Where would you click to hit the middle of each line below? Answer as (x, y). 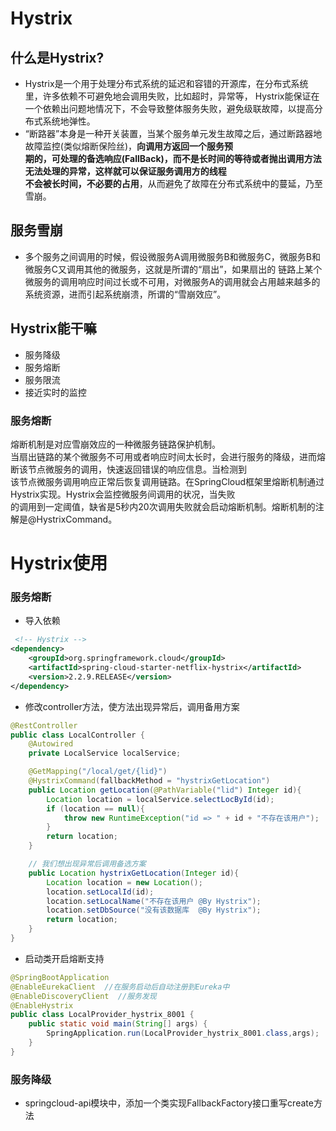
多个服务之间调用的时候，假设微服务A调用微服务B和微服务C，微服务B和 (173, 256)
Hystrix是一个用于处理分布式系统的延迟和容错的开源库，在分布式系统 (166, 83)
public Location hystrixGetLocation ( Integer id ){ (134, 873)
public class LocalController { (77, 735)
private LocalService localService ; (105, 753)
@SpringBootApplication (60, 977)
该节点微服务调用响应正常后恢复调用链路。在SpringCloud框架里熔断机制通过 (167, 481)
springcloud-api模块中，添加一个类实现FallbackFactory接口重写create (169, 1103)
